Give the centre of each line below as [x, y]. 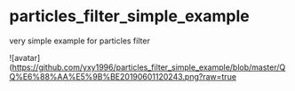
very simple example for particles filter [80, 41]
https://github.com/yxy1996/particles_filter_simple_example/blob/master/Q [149, 67]
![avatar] [25, 57]
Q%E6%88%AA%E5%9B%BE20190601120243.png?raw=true [123, 76]
